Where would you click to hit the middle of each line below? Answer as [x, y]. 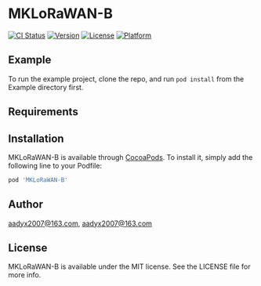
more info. [25, 275]
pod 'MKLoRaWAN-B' [38, 180]
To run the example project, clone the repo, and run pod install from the [126, 78]
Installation [36, 138]
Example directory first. [46, 87]
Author [25, 205]
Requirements [43, 112]
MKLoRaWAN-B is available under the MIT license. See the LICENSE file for [129, 266]
